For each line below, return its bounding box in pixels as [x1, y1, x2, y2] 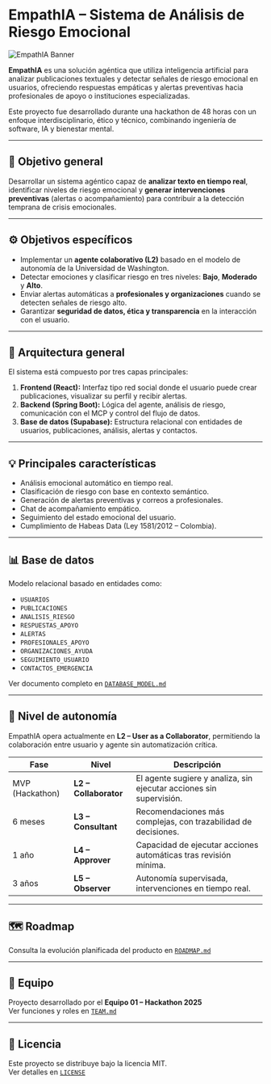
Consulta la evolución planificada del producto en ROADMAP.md [8, 945, 211, 955]
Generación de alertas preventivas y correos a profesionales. [19, 496, 223, 505]
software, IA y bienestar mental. [8, 124, 115, 133]
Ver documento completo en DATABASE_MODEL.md [8, 679, 167, 688]
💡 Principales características [8, 457, 156, 470]
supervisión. [135, 792, 183, 804]
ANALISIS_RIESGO [19, 613, 75, 621]
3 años [12, 877, 39, 888]
